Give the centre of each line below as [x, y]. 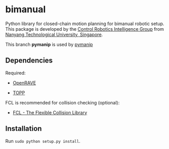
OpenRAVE [24, 82]
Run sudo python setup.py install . [43, 141]
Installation [24, 129]
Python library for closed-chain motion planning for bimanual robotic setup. [85, 24]
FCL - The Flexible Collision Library [50, 112]
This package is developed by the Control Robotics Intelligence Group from [85, 29]
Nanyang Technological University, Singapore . [54, 34]
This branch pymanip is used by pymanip [49, 44]
